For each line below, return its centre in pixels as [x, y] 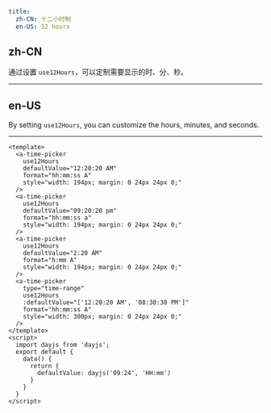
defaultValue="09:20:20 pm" [70, 211]
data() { [38, 359]
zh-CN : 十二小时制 [43, 19]
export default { [45, 352]
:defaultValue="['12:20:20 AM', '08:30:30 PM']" [106, 302]
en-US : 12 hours [43, 27]
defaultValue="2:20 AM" [63, 253]
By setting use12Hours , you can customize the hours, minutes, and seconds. [134, 125]
